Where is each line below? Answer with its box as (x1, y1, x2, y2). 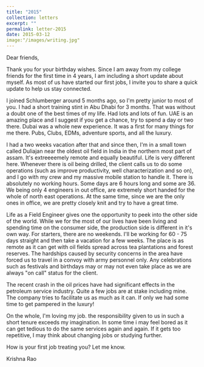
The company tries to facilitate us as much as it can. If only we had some (6, 294, 189, 301)
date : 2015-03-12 (6, 32, 50, 38)
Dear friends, (6, 54, 39, 61)
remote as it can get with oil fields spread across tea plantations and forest (6, 243, 193, 250)
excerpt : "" (6, 20, 36, 26)
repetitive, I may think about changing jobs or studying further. (6, 332, 163, 338)
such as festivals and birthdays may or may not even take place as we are (6, 263, 191, 270)
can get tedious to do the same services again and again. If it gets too (6, 325, 181, 332)
